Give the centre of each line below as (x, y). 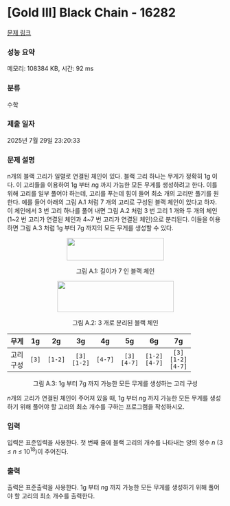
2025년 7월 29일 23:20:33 (44, 140)
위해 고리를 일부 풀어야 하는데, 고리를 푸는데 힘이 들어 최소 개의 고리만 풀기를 (110, 194)
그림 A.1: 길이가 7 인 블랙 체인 (115, 271)
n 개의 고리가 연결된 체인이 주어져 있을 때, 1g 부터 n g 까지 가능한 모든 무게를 (108, 398)
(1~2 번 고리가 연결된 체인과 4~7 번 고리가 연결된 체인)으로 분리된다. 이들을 (107, 219)
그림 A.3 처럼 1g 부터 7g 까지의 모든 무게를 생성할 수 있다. (96, 228)
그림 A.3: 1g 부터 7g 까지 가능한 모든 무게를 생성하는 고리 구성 (115, 383)
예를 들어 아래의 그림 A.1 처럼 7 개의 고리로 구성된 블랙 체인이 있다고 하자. (119, 202)
